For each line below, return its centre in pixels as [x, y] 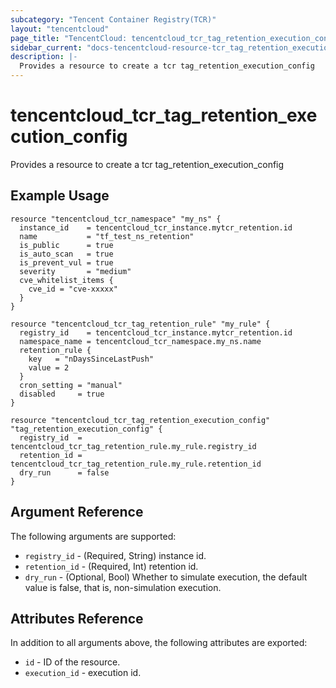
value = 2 [49, 367]
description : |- [44, 57]
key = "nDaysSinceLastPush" [91, 359]
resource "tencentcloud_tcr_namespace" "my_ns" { [116, 219]
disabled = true [62, 394]
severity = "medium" [75, 271]
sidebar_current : [46, 47]
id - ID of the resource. [72, 662]
